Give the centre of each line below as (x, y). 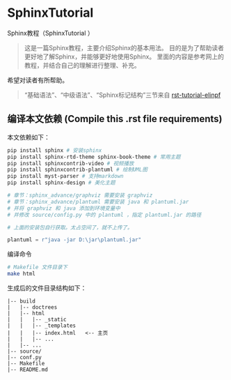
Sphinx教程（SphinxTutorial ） (50, 33)
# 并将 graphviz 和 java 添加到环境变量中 (64, 208)
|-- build (22, 301)
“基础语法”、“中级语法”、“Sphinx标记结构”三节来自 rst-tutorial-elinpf (122, 95)
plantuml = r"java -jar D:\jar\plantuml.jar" (74, 240)
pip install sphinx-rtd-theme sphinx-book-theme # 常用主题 (94, 157)
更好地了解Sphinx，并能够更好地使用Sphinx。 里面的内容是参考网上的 (124, 56)
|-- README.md (28, 370)
